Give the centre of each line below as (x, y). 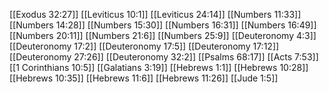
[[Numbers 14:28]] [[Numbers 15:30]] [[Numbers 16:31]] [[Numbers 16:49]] (163, 25)
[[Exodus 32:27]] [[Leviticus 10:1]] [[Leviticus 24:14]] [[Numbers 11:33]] (155, 14)
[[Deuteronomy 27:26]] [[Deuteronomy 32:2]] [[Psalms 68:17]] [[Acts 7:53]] (164, 57)
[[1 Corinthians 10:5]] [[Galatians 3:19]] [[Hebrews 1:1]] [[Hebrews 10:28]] (159, 67)
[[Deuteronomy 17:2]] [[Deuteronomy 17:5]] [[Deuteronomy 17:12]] (144, 46)
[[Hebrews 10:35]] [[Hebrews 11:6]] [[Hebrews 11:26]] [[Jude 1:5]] (144, 78)
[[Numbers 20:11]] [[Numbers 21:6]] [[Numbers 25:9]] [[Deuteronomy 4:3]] (163, 35)
